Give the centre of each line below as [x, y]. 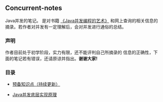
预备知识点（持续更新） [36, 84]
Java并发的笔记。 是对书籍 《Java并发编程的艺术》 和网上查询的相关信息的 [81, 20]
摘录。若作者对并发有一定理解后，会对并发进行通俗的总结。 [66, 27]
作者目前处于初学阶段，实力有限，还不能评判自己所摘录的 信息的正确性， [79, 52]
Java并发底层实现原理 [35, 95]
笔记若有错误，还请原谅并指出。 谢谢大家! [56, 59]
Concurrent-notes [34, 8]
